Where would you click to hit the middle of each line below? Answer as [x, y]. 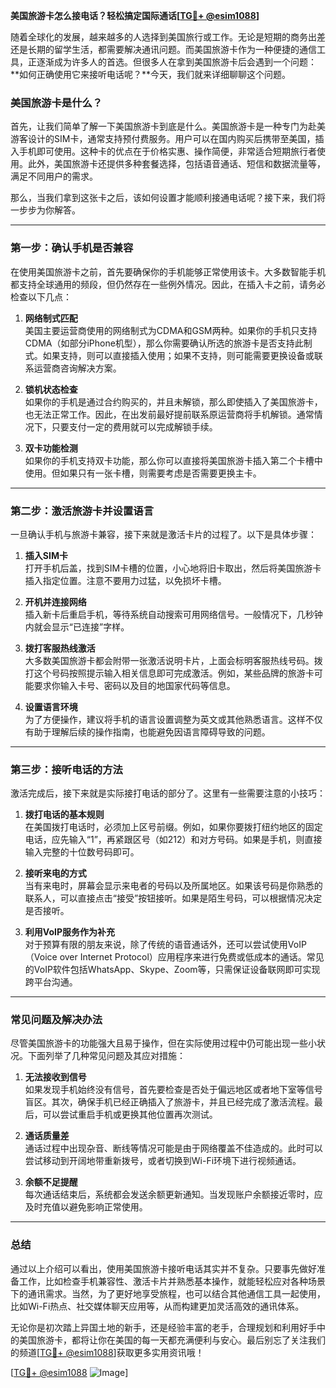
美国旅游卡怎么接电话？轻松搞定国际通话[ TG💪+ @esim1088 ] [135, 15]
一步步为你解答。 [45, 210]
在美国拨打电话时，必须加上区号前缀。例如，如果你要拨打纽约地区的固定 [173, 827]
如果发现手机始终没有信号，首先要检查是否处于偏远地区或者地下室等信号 [173, 1090]
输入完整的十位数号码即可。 [82, 852]
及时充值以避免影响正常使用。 [86, 1207]
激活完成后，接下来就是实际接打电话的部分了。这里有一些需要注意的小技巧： [168, 793]
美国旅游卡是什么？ [56, 102]
